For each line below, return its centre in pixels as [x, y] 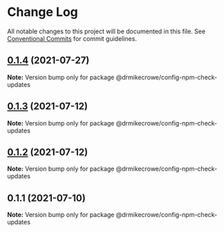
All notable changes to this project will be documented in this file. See [106, 31]
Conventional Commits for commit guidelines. [72, 38]
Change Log [43, 12]
